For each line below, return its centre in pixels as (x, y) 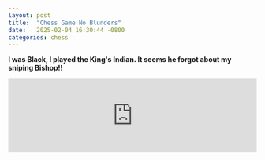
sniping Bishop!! (35, 68)
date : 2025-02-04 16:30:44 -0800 (67, 30)
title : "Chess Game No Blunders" (65, 23)
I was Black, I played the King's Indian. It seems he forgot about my (120, 60)
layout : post (30, 15)
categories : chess (38, 37)
